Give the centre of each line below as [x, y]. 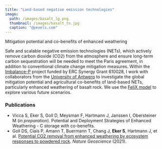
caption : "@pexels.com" [33, 28]
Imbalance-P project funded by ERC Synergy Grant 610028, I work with [77, 72]
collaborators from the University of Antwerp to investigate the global [75, 77]
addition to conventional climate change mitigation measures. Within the [78, 67]
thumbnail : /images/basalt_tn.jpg [44, 23]
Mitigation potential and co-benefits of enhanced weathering [66, 41]
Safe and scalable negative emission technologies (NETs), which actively [78, 51]
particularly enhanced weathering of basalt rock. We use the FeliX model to [81, 87]
